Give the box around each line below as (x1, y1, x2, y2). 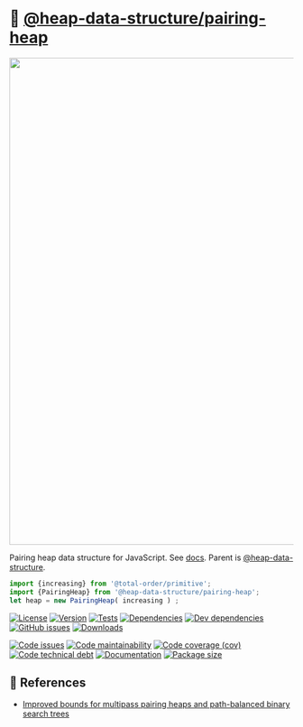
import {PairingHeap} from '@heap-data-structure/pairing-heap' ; (9, 587, 260, 596)
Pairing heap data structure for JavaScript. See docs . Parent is (9, 552, 242, 563)
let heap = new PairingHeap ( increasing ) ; (9, 595, 179, 605)
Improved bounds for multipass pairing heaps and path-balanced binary (22, 699, 290, 710)
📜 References (9, 675, 87, 690)
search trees (22, 708, 69, 720)
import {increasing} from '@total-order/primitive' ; (9, 579, 212, 588)
